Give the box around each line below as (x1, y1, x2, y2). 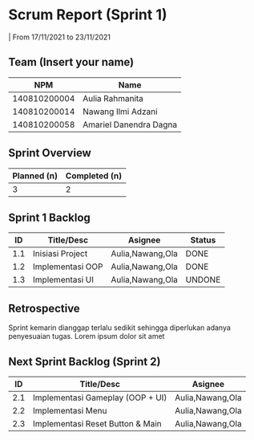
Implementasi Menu (33, 405, 107, 416)
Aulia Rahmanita (83, 92, 144, 104)
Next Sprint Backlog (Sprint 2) (8, 355, 161, 369)
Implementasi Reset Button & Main (33, 418, 162, 429)
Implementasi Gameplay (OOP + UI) (33, 392, 167, 403)
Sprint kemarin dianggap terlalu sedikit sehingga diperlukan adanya (8, 323, 231, 332)
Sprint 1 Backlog (8, 210, 91, 224)
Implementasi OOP (33, 261, 103, 272)
